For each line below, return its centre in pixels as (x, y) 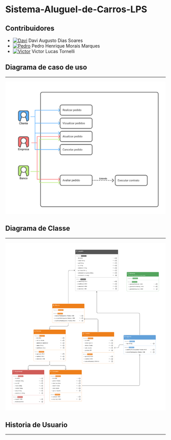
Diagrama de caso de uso (46, 67)
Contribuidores (30, 28)
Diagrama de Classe (38, 228)
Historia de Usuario (36, 425)
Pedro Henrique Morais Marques (66, 46)
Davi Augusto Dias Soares (55, 40)
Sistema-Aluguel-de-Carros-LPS (76, 9)
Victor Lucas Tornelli (53, 51)
